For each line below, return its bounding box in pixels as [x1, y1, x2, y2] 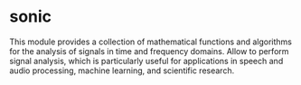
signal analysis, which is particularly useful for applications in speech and [9, 55, 284, 66]
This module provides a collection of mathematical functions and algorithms [9, 36, 292, 47]
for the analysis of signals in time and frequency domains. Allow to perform [9, 45, 289, 56]
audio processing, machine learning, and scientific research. [9, 65, 235, 76]
